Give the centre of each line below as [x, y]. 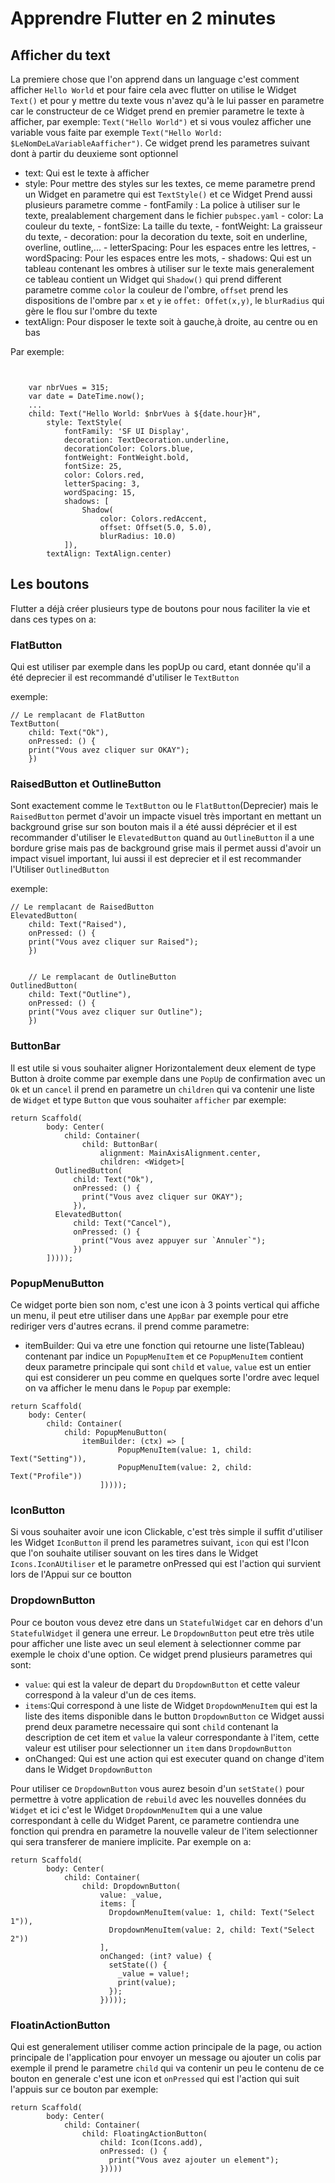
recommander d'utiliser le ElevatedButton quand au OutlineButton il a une [162, 838]
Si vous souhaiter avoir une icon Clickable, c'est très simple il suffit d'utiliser [166, 1532]
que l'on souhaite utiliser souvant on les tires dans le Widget [134, 1553]
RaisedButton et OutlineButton [86, 784]
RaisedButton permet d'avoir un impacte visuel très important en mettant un [166, 816]
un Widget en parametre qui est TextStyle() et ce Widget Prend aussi [168, 194]
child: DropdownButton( [131, 1886]
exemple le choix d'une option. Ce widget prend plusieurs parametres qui [161, 1654]
